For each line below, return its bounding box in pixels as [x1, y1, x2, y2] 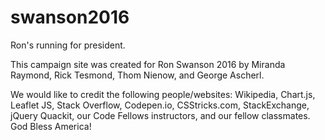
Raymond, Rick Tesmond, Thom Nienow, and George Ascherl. [10, 69, 265, 81]
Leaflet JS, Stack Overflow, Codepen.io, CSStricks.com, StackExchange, [10, 99, 310, 111]
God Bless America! [10, 120, 92, 132]
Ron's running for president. [10, 39, 126, 51]
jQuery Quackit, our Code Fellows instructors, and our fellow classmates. [10, 109, 311, 121]
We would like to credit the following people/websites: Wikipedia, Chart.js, [10, 88, 316, 100]
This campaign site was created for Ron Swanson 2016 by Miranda [10, 58, 286, 70]
